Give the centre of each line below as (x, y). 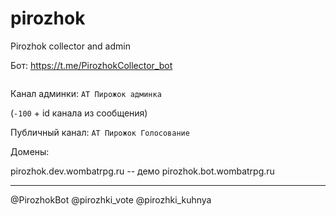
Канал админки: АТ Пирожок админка (86, 93)
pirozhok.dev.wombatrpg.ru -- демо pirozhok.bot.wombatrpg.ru (142, 171)
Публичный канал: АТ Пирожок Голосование (100, 132)
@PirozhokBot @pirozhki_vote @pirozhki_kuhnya (111, 199)
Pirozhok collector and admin (70, 46)
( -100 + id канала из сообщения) (79, 113)
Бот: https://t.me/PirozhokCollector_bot (91, 65)
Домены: (30, 151)
